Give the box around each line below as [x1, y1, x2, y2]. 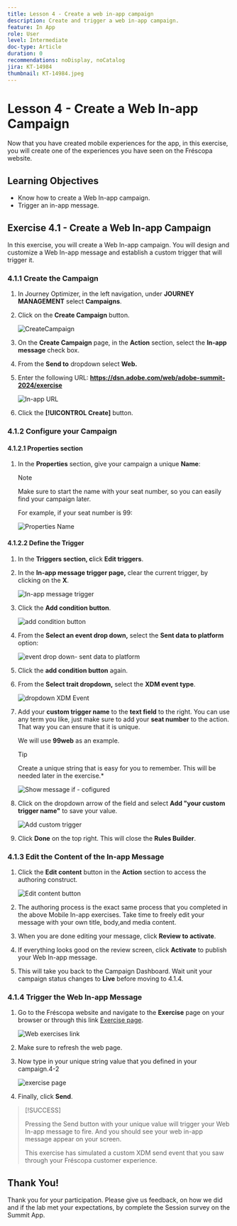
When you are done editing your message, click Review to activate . [17, 932, 216, 940]
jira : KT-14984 [7, 63, 53, 70]
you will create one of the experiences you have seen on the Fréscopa [7, 146, 213, 155]
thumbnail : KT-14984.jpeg [7, 70, 84, 77]
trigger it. [7, 256, 34, 264]
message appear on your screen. [24, 1135, 122, 1144]
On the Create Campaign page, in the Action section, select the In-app [17, 338, 227, 347]
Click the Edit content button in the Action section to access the [17, 868, 206, 876]
